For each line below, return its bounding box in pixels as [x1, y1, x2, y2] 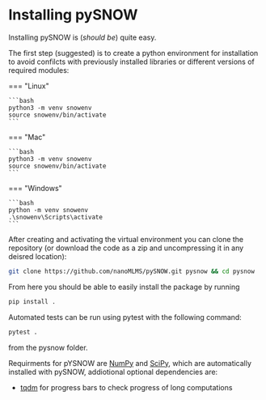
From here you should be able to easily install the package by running [8, 282, 240, 291]
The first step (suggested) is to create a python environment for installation [8, 48, 259, 57]
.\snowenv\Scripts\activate [8, 213, 103, 221]
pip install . [8, 297, 57, 305]
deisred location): [8, 251, 67, 261]
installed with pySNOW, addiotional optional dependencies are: [8, 367, 218, 377]
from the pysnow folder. [8, 343, 88, 352]
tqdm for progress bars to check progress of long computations [19, 382, 233, 392]
